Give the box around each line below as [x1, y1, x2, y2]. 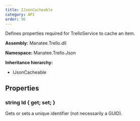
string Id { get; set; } [5, 99, 55, 106]
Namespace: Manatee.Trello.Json [5, 50, 76, 56]
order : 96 [5, 17, 26, 22]
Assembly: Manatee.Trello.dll [5, 40, 66, 46]
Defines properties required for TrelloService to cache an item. [5, 31, 135, 37]
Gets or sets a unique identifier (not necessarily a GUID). [5, 110, 122, 116]
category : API [5, 12, 35, 17]
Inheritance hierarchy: [5, 60, 53, 66]
